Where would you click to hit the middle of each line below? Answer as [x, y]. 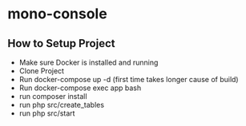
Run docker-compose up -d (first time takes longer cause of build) [129, 79]
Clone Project [42, 71]
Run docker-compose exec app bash [80, 88]
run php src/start [47, 113]
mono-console [57, 14]
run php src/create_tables [62, 105]
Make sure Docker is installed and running [89, 62]
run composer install [53, 96]
